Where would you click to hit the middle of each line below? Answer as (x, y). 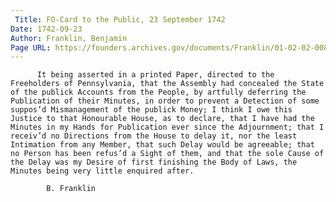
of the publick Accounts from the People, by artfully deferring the (158, 92)
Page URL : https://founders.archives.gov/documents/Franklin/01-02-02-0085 (171, 47)
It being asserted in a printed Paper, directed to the (155, 75)
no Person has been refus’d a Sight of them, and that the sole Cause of (167, 154)
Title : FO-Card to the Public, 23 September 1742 (120, 19)
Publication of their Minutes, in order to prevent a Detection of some (165, 101)
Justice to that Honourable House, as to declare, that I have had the (162, 119)
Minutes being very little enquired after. (102, 171)
